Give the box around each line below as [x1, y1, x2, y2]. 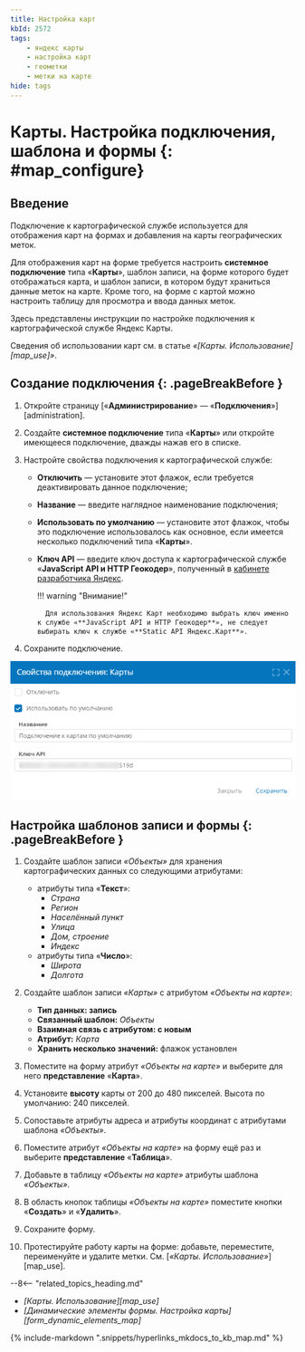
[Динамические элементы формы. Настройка [23, 1305, 203, 1317]
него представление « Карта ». [23, 1070, 143, 1081]
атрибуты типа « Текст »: [36, 883, 130, 894]
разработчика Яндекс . [36, 572, 124, 583]
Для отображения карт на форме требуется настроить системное [10, 256, 269, 267]
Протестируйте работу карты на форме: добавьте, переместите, [23, 1242, 275, 1252]
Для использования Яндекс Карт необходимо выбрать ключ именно [44, 609, 289, 618]
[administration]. [23, 409, 85, 420]
